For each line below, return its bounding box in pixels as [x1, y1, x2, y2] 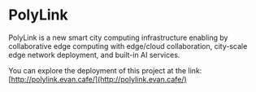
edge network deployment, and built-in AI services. [8, 50, 180, 59]
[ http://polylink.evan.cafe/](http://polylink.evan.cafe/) [8, 74, 187, 84]
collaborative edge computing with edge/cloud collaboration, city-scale [8, 41, 248, 50]
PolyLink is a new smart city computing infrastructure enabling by [8, 33, 228, 42]
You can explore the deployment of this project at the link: [8, 65, 202, 75]
